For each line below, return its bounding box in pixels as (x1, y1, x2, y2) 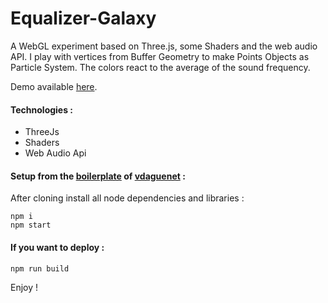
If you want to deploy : (10, 241, 105, 253)
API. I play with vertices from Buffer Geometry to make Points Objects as (10, 50, 310, 62)
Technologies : (10, 103, 74, 116)
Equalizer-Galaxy (10, 7, 157, 30)
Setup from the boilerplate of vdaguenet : (10, 170, 186, 182)
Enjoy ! (10, 281, 39, 293)
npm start (10, 220, 52, 231)
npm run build (10, 263, 70, 274)
